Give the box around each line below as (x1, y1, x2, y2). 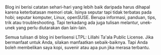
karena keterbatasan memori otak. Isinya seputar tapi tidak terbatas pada (5, 9, 152, 15)
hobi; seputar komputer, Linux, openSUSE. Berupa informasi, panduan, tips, (5, 15, 157, 20)
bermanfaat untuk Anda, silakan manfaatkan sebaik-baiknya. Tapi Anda (5, 39, 148, 45)
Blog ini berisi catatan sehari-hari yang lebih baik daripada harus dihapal (5, 4, 150, 10)
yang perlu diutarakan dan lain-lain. (16, 25, 88, 31)
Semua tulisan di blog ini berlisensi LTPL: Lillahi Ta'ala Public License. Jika (5, 34, 154, 40)
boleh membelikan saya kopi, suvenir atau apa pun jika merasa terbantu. (5, 45, 150, 50)
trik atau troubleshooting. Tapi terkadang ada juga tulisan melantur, (5, 19, 140, 25)
